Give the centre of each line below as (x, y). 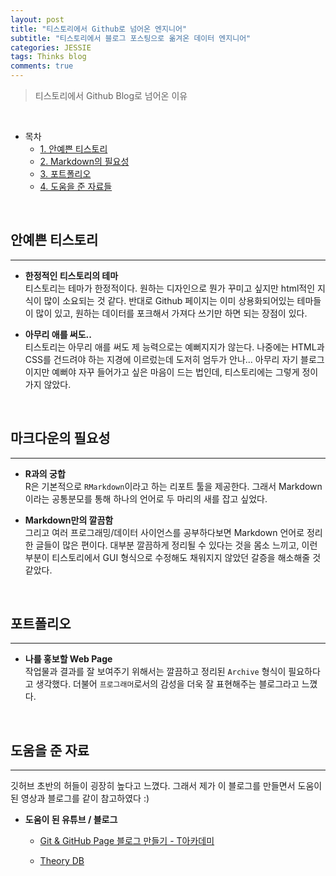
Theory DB (62, 861)
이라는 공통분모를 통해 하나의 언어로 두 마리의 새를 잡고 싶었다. (146, 498)
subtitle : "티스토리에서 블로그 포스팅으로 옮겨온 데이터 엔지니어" (131, 38)
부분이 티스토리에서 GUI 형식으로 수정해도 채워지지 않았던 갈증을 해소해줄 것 (173, 557)
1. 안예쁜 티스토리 (73, 149)
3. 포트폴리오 (65, 174)
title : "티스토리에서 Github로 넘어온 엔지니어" (99, 29)
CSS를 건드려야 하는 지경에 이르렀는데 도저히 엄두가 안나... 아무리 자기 (161, 359)
